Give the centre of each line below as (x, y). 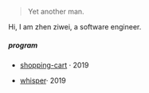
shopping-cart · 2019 (54, 65)
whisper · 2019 (43, 80)
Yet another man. (56, 12)
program (23, 45)
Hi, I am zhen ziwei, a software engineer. (75, 27)
